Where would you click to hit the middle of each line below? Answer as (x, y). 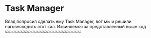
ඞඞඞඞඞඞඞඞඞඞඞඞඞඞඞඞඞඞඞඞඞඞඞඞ (43, 31)
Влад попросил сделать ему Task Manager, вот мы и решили (68, 21)
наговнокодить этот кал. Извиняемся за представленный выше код (75, 26)
